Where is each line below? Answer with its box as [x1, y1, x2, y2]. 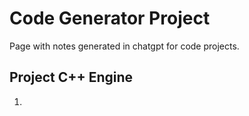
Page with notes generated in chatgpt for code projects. [9, 40, 240, 52]
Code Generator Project [9, 7, 211, 30]
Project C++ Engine [9, 69, 134, 86]
